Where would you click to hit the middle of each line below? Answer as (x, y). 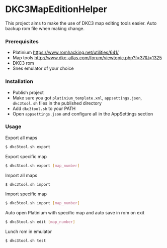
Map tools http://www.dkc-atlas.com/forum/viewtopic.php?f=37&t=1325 (87, 58)
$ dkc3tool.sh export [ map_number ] (43, 166)
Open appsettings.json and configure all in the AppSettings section (83, 113)
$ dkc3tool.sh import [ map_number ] (43, 203)
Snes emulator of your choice (43, 68)
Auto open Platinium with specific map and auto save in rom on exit (75, 213)
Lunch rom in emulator (28, 231)
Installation (19, 81)
